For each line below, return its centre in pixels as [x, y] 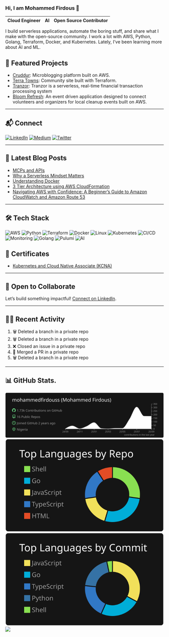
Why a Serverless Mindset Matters [48, 175]
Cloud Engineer [24, 20]
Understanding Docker [36, 181]
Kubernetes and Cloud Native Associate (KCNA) [62, 266]
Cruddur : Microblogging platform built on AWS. [61, 75]
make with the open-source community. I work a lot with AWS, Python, [78, 37]
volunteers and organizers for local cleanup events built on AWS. [79, 102]
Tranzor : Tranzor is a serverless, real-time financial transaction [78, 86]
